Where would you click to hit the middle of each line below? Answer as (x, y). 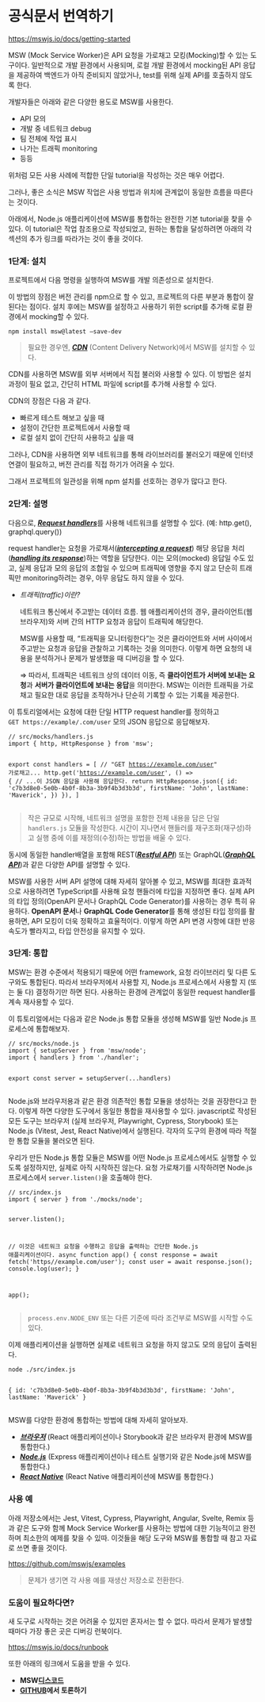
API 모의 (32, 118)
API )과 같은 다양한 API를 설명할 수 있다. (69, 864)
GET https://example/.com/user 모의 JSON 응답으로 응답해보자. (109, 721)
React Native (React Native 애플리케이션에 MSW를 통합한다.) (117, 1477)
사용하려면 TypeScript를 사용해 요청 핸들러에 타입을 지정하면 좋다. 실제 (132, 891)
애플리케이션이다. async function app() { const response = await (113, 1254)
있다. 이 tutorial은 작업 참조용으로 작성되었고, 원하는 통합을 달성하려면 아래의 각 (130, 229)
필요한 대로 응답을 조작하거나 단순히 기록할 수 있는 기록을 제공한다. (137, 694)
